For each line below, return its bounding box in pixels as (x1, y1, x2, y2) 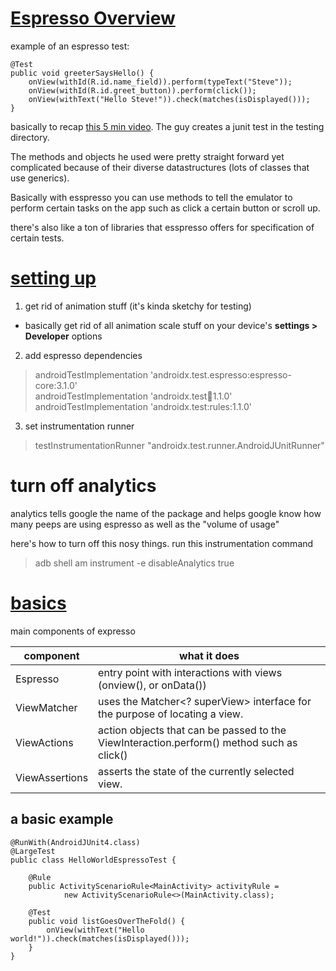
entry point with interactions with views (98, 665, 283, 679)
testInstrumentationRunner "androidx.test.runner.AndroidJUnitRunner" (34, 439, 325, 451)
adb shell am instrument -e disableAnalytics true (34, 557, 235, 569)
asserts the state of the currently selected (98, 764, 295, 778)
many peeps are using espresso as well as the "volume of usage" (10, 518, 280, 530)
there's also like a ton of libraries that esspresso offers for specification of (10, 221, 315, 233)
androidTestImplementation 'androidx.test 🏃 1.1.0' (34, 390, 233, 402)
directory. (10, 131, 50, 143)
